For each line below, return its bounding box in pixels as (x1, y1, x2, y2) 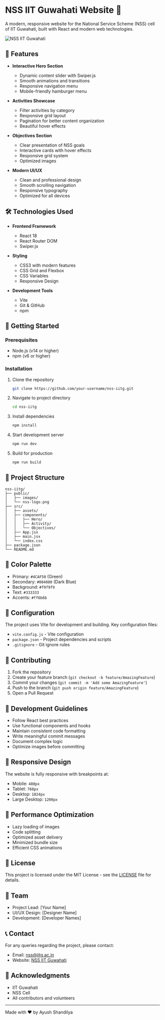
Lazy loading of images (12, 823, 60, 830)
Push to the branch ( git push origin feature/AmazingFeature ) (12, 685, 139, 691)
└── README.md (5, 547, 34, 552)
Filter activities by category (19, 107, 75, 113)
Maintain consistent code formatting (12, 728, 86, 734)
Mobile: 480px (12, 780, 40, 786)
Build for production (12, 451, 53, 457)
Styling (12, 252, 28, 258)
